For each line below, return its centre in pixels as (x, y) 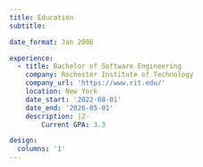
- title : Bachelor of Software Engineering (99, 67)
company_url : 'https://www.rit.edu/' (96, 83)
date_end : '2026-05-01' (70, 108)
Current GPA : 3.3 (73, 125)
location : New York (62, 91)
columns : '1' (42, 149)
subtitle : (28, 26)
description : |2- (58, 116)
